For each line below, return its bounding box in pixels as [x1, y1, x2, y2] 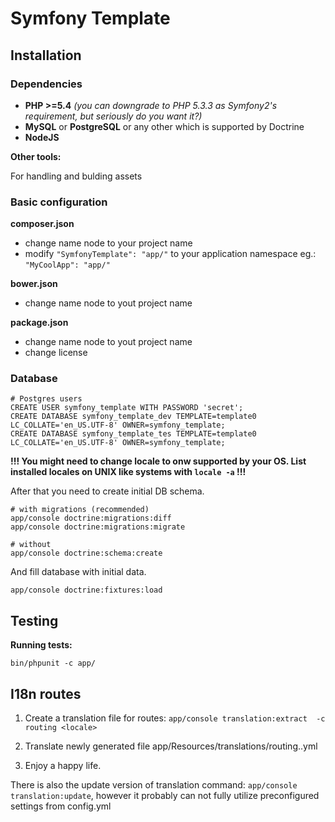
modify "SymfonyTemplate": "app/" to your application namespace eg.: [24, 248, 317, 260]
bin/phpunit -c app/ [10, 658, 97, 669]
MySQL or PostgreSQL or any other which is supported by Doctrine [24, 120, 305, 132]
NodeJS [24, 131, 60, 143]
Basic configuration [10, 195, 108, 209]
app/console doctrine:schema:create [10, 548, 163, 559]
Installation [10, 47, 82, 64]
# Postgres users [10, 394, 83, 404]
